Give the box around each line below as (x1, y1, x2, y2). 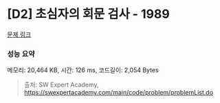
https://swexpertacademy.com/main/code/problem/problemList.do (23, 89, 214, 97)
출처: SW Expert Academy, (23, 80, 99, 89)
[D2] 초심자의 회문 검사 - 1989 (7, 6, 170, 22)
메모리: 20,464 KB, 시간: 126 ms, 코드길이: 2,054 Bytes (7, 66, 159, 74)
